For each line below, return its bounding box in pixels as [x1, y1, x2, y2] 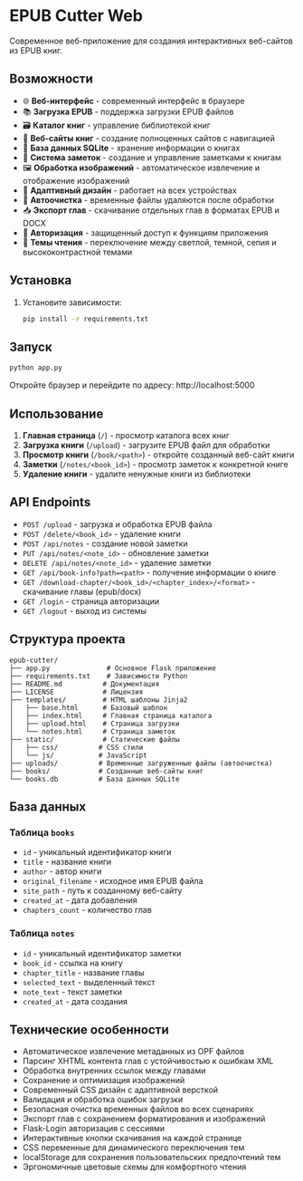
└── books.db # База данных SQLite [9, 774, 180, 783]
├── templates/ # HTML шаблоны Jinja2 [9, 695, 188, 705]
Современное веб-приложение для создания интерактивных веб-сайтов [9, 35, 294, 46]
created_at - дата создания [22, 995, 128, 1006]
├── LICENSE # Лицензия [9, 687, 144, 696]
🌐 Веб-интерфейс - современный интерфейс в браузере [22, 95, 245, 106]
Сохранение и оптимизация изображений [22, 1075, 185, 1086]
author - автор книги [22, 866, 102, 877]
